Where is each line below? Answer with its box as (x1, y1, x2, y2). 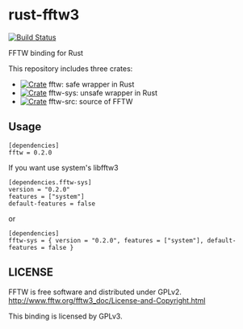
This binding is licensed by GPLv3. (8, 311, 123, 321)
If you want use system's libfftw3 (8, 162, 119, 172)
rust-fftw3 (8, 6, 80, 24)
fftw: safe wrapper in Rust (48, 79, 135, 89)
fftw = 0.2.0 (8, 148, 52, 157)
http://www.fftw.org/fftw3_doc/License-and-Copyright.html (8, 295, 206, 305)
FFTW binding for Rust (8, 48, 83, 57)
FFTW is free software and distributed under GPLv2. (8, 287, 182, 297)
